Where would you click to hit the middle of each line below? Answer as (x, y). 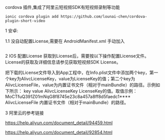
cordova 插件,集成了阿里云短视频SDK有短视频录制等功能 (63, 7)
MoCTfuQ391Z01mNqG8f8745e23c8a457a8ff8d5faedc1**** (68, 97)
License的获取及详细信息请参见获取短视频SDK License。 (63, 62)
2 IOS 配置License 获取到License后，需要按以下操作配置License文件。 (77, 56)
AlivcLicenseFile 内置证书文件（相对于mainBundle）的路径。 (67, 102)
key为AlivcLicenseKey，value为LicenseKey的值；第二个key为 (72, 79)
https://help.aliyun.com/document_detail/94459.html (59, 123)
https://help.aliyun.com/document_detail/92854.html (59, 132)
